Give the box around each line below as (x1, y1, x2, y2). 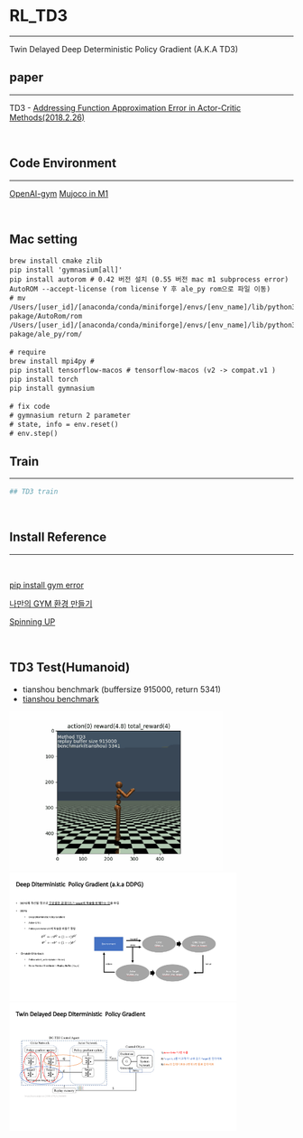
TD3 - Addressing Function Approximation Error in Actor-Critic (9, 102, 242, 113)
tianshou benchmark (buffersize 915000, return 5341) (22, 683, 221, 695)
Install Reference (9, 530, 107, 545)
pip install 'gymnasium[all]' (9, 265, 124, 275)
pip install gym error (9, 579, 84, 590)
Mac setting (9, 231, 78, 246)
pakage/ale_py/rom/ (9, 330, 83, 339)
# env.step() (9, 430, 59, 439)
